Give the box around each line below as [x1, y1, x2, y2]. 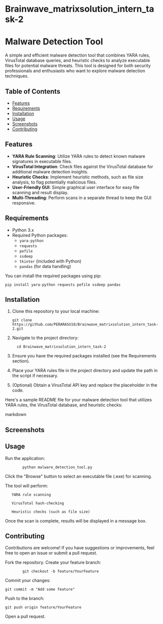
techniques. [5, 73, 29, 79]
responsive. [12, 200, 36, 206]
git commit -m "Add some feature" [5, 587, 75, 592]
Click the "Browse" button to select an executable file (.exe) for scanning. [5, 473, 152, 479]
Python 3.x [12, 227, 34, 233]
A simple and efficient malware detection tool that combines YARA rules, [5, 52, 150, 58]
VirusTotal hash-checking [11, 500, 64, 506]
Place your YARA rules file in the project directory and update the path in [12, 368, 158, 374]
